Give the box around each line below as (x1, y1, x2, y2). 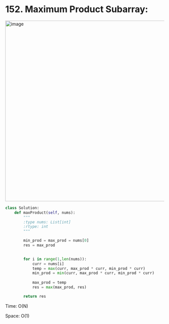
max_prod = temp (32, 280, 67, 285)
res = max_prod (23, 243, 55, 248)
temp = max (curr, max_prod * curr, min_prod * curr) (32, 266, 145, 271)
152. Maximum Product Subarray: (5, 4, 148, 15)
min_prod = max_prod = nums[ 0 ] (23, 238, 89, 243)
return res (23, 294, 46, 299)
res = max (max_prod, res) (32, 285, 87, 290)
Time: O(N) (5, 303, 29, 309)
